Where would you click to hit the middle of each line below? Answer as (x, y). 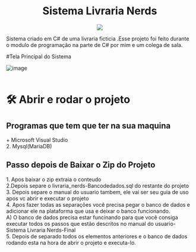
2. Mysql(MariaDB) (29, 146)
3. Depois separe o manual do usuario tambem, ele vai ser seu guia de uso (97, 192)
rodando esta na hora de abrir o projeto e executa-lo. (71, 242)
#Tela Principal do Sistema (39, 56)
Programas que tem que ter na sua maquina (88, 125)
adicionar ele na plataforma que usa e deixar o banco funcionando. (88, 211)
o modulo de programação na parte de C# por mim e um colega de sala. (94, 45)
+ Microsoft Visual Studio (37, 140)
